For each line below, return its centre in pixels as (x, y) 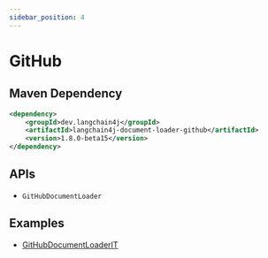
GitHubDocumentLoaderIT (70, 245)
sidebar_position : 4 (47, 17)
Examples (37, 223)
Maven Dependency (66, 94)
